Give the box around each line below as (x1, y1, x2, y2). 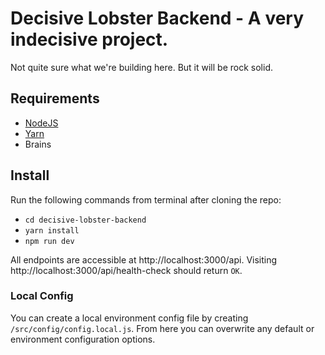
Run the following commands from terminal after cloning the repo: (10, 193, 282, 206)
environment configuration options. (10, 333, 156, 345)
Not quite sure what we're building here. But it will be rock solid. (10, 61, 273, 73)
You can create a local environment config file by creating (10, 312, 249, 324)
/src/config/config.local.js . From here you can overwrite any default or (10, 322, 315, 334)
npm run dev (24, 236, 75, 246)
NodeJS (24, 117, 59, 129)
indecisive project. (10, 28, 169, 51)
